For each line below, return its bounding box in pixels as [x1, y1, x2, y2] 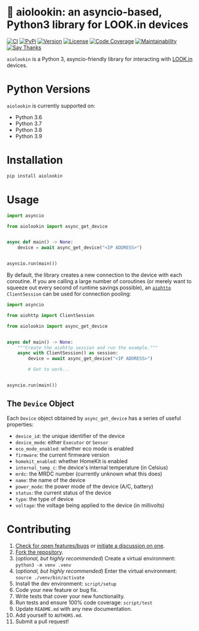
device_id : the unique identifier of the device [15, 432, 125, 439]
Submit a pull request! [15, 617, 69, 625]
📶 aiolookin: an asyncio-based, [7, 5, 162, 19]
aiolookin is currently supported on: [7, 102, 95, 109]
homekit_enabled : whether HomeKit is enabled [15, 457, 128, 465]
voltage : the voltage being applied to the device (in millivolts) [15, 502, 165, 509]
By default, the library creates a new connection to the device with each [7, 271, 182, 278]
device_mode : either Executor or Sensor [15, 439, 109, 446]
